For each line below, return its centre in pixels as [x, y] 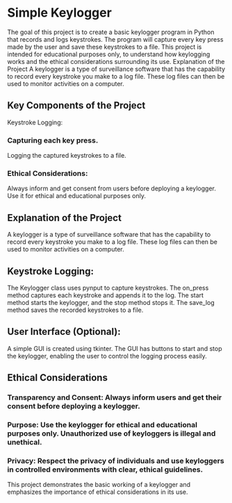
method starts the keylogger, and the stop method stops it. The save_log [111, 302]
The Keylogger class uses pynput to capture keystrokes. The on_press [108, 288]
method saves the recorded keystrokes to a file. [75, 310]
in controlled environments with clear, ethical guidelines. [105, 469]
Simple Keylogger [60, 13]
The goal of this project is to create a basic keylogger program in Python [111, 32]
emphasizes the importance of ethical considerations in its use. [98, 492]
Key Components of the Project [76, 106]
